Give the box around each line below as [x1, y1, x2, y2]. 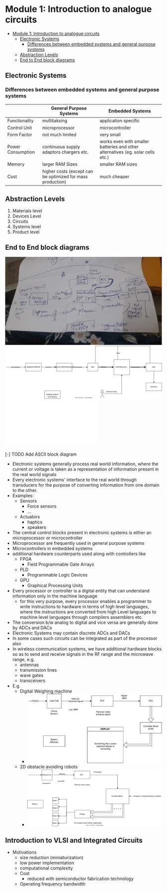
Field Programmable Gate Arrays [27, 561, 94, 567]
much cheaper [99, 173, 130, 180]
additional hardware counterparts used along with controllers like [12, 551, 146, 557]
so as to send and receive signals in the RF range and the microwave [12, 651, 154, 657]
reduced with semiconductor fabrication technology [27, 876, 134, 882]
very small [99, 131, 121, 137]
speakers [27, 524, 46, 530]
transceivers [19, 678, 46, 684]
